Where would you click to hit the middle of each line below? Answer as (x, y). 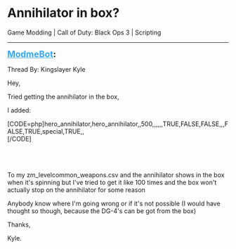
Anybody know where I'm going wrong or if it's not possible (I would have (114, 203)
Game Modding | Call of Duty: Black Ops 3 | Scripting (84, 32)
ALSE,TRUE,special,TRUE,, (46, 131)
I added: (19, 110)
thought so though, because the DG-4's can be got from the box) (102, 211)
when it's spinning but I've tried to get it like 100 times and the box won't (112, 182)
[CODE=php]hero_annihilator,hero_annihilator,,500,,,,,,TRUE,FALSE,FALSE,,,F (118, 124)
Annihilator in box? (64, 13)
